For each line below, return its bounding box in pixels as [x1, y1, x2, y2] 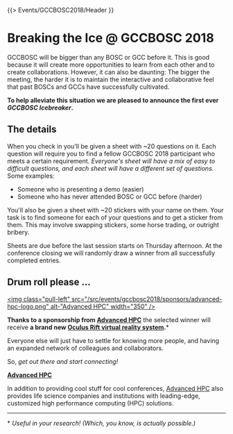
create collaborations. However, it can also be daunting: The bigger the [7, 67, 210, 76]
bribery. [7, 228, 30, 236]
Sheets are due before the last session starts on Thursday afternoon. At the [7, 241, 223, 249]
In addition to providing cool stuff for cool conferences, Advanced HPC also [7, 384, 224, 392]
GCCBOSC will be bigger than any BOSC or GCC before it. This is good [7, 53, 210, 61]
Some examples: [7, 172, 55, 180]
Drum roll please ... [7, 276, 92, 288]
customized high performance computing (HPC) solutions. [7, 399, 174, 407]
